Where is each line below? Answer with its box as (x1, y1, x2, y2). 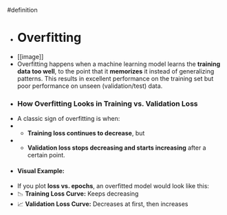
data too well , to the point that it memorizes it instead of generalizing (17, 67, 215, 75)
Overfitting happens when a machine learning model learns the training (17, 60, 221, 68)
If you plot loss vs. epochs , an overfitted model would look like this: (17, 182, 210, 190)
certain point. (27, 151, 65, 159)
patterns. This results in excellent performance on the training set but (17, 74, 214, 82)
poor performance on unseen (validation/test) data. (17, 82, 163, 90)
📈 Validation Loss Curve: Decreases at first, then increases (17, 200, 188, 208)
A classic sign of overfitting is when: (17, 115, 120, 123)
